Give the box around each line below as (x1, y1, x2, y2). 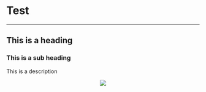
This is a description (6, 68, 58, 75)
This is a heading (6, 35, 73, 46)
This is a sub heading (6, 54, 71, 62)
